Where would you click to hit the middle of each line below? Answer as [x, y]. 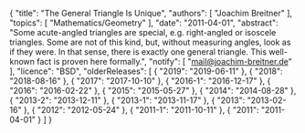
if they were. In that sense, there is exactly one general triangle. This [138, 52]
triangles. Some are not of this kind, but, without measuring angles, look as [150, 42]
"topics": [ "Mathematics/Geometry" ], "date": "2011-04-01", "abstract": [144, 23]
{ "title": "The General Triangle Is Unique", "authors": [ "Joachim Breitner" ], [151, 13]
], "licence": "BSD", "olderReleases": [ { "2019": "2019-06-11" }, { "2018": [146, 71]
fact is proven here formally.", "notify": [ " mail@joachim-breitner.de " [164, 61]
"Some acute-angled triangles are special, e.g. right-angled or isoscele [143, 32]
